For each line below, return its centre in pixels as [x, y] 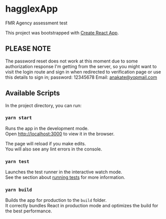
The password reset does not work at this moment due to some [72, 61]
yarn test [17, 161]
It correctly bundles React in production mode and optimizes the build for [82, 206]
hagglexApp [32, 9]
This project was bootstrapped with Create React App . [62, 33]
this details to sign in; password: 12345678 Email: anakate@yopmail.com [81, 77]
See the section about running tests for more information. [65, 177]
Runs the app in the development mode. [47, 128]
